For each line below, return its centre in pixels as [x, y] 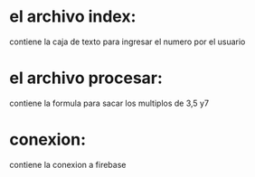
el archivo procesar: [86, 78]
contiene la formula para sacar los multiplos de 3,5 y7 [109, 103]
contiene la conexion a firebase [68, 164]
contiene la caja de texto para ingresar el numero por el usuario [127, 42]
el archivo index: [73, 17]
